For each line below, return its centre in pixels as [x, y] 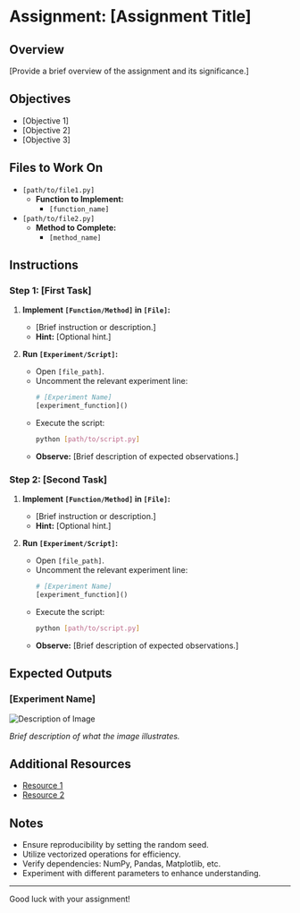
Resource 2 [43, 795]
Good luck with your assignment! [70, 899]
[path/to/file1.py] [58, 190]
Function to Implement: [79, 199]
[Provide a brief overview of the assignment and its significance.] [129, 71]
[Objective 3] [46, 140]
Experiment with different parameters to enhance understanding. [142, 874]
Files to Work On [56, 168]
